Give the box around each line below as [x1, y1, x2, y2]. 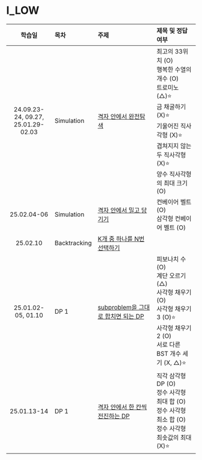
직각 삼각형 [156, 371, 186, 380]
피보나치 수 [156, 255, 186, 263]
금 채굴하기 [156, 102, 186, 111]
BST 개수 [156, 349, 182, 358]
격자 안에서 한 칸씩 [97, 403, 147, 411]
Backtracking [54, 238, 92, 247]
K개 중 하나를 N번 [97, 234, 145, 243]
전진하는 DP [97, 412, 130, 420]
